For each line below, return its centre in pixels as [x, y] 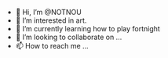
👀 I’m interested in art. [51, 20]
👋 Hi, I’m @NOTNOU [49, 12]
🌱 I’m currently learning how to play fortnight [88, 29]
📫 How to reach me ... [52, 46]
